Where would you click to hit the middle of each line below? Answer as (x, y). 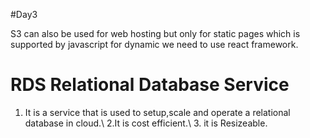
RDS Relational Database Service (150, 85)
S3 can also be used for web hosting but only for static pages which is (155, 33)
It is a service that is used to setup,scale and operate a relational (157, 112)
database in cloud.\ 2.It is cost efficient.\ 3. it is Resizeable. (146, 123)
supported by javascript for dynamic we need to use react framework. (154, 44)
